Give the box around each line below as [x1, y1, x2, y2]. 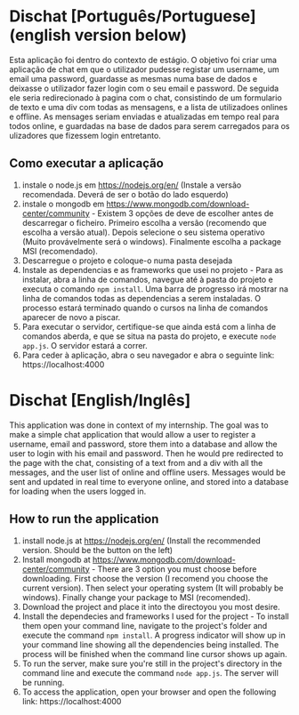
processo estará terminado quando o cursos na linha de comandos [21, 302, 269, 313]
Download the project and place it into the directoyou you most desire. [21, 601, 280, 612]
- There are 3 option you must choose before [92, 563, 257, 574]
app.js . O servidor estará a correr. [21, 340, 149, 350]
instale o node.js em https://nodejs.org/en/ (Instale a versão [21, 180, 242, 190]
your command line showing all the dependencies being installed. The [21, 639, 279, 650]
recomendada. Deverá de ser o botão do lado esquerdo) [21, 189, 229, 199]
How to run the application [9, 511, 159, 526]
